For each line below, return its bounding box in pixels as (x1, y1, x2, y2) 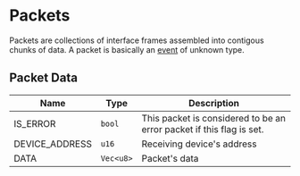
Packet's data (141, 152, 199, 164)
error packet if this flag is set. (141, 122, 264, 135)
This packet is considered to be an (141, 112, 287, 124)
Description (188, 96, 239, 109)
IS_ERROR (13, 117, 56, 130)
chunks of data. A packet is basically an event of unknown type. (9, 44, 246, 54)
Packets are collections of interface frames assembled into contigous (9, 35, 265, 46)
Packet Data (9, 71, 79, 86)
